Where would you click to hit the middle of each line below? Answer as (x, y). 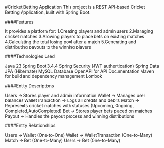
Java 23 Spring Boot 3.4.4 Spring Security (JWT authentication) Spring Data (82, 66)
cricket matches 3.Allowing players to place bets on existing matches (75, 37)
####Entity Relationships (30, 125)
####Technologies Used (30, 56)
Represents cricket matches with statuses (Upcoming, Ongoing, (69, 106)
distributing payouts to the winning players (48, 47)
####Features (19, 22)
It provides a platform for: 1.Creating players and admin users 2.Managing (79, 31)
